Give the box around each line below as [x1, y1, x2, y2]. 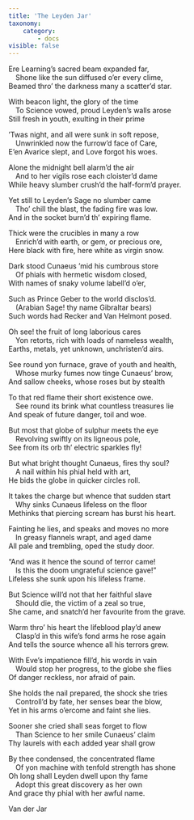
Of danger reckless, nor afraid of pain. [8, 673, 136, 683]
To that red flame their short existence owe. [8, 393, 154, 403]
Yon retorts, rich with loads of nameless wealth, [15, 336, 174, 345]
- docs [37, 34, 60, 43]
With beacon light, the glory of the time [8, 97, 139, 107]
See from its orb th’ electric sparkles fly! [8, 442, 142, 453]
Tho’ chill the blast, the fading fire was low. [15, 204, 158, 214]
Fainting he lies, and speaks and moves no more [8, 524, 170, 534]
